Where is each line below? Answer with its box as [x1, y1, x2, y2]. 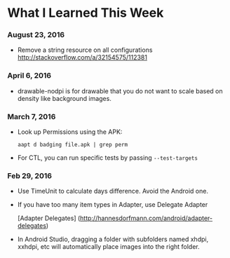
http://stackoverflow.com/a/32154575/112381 [17, 53, 147, 62]
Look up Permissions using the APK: [17, 128, 123, 136]
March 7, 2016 [7, 111, 56, 121]
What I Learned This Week [7, 5, 164, 21]
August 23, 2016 [7, 30, 65, 40]
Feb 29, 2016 [7, 171, 53, 180]
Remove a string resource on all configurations [17, 46, 153, 54]
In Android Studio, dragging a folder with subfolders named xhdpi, [17, 235, 209, 243]
